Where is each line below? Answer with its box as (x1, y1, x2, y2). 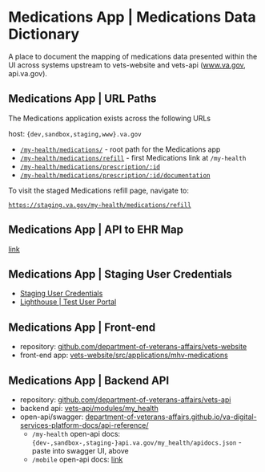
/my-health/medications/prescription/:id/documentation (19, 171, 211, 180)
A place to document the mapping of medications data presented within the (8, 51, 258, 61)
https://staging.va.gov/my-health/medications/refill (8, 201, 192, 209)
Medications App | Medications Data (8, 8, 256, 26)
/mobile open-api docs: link (31, 454, 123, 464)
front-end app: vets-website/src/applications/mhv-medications (19, 350, 228, 360)
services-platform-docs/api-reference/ (19, 421, 149, 429)
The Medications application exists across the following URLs (8, 113, 211, 123)
